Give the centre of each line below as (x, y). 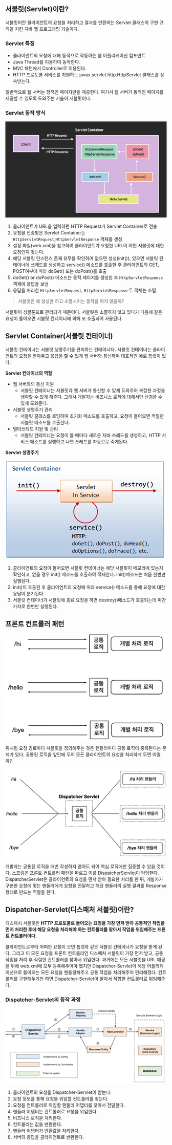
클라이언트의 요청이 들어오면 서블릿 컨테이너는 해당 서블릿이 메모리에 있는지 (88, 568)
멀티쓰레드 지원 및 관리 (35, 428)
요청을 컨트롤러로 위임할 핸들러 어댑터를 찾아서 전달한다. (69, 1105)
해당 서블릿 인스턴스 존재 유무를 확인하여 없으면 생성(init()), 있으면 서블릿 (85, 258)
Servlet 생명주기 (22, 452)
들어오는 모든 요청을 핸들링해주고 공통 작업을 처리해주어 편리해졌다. (90, 972)
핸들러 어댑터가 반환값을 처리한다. (46, 1131)
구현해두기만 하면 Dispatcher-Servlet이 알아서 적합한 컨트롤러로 (83, 979)
